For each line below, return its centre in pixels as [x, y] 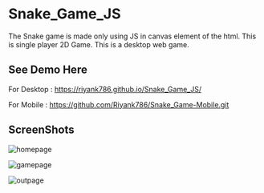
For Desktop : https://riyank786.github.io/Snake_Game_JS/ [105, 89]
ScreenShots [41, 130]
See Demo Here [48, 70]
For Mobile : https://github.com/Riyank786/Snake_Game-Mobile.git [119, 104]
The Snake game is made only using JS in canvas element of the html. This [132, 36]
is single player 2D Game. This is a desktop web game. [99, 44]
